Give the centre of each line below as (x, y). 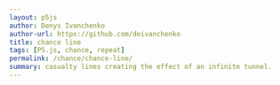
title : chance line (45, 42)
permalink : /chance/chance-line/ (71, 58)
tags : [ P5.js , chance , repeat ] (67, 50)
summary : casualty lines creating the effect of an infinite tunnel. (141, 67)
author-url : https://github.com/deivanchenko (95, 34)
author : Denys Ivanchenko (57, 26)
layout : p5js (33, 17)
